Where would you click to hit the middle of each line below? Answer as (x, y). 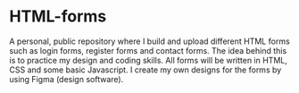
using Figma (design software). (66, 79)
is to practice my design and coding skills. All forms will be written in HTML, (148, 60)
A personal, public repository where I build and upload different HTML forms (149, 41)
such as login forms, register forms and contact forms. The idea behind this (148, 50)
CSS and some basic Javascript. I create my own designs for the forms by (145, 70)
